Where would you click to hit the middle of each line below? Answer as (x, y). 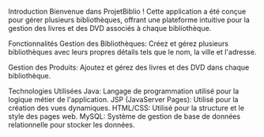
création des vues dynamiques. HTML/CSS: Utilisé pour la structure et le (126, 108)
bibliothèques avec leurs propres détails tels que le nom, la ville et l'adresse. (132, 52)
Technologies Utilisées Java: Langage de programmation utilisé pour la (124, 91)
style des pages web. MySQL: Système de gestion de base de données (124, 116)
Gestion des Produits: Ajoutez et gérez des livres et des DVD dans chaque (129, 67)
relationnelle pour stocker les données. (72, 125)
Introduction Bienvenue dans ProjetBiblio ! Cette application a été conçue (127, 11)
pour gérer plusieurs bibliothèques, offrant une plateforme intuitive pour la (129, 20)
